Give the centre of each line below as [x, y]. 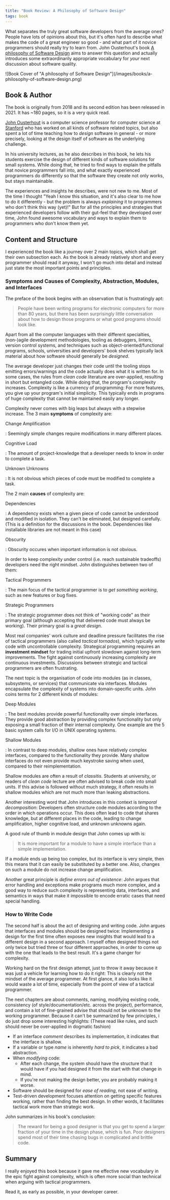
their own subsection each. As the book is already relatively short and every [84, 257]
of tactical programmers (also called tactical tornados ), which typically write [85, 641]
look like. [27, 325]
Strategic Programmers [30, 605]
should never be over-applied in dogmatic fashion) [58, 1026]
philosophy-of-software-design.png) [44, 79]
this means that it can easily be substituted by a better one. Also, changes [82, 864]
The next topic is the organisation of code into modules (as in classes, [78, 678]
